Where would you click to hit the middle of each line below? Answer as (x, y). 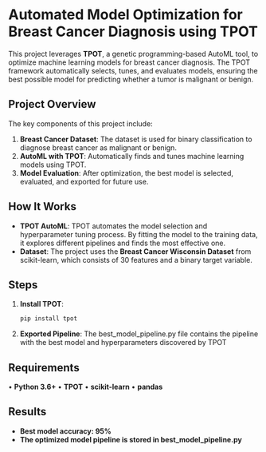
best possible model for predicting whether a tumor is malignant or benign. (131, 79)
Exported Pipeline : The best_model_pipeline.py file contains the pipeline (139, 334)
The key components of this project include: (80, 123)
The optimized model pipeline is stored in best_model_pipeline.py (131, 439)
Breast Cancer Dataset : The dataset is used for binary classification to (136, 139)
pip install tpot (49, 319)
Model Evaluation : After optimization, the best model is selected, (126, 172)
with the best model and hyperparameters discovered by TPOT (123, 343)
